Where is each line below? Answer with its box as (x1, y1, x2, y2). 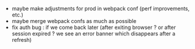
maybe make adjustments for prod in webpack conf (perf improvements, (11, 5, 190, 12)
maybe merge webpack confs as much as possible (11, 18, 137, 24)
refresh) (11, 37, 32, 43)
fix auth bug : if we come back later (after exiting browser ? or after (11, 24, 177, 31)
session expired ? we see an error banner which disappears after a (11, 30, 175, 37)
